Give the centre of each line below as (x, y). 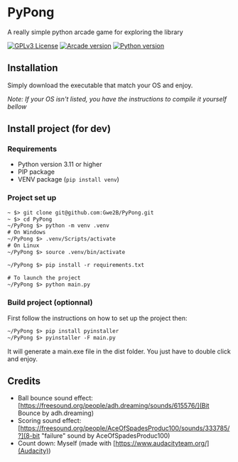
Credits (24, 381)
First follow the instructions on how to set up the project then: (97, 318)
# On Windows (27, 232)
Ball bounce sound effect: (55, 398)
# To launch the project (44, 277)
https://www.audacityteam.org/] (162, 444)
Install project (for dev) (59, 129)
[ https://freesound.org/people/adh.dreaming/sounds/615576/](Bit (113, 406)
